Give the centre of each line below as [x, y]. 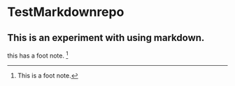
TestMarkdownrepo [66, 12]
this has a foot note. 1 [38, 55]
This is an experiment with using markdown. [106, 38]
